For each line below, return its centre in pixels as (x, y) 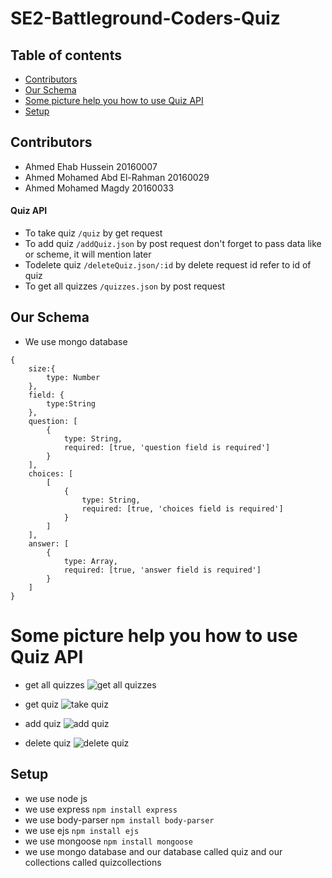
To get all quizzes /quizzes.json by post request (125, 286)
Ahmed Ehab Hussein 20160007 (91, 166)
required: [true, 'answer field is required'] (162, 570)
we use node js (56, 798)
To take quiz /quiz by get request (93, 233)
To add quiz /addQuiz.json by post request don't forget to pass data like (173, 244)
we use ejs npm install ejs (82, 830)
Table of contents (66, 55)
